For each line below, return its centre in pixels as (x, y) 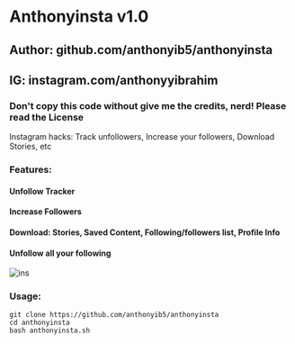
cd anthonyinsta (40, 323)
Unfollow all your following (60, 253)
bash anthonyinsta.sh (50, 330)
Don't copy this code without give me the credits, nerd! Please (148, 105)
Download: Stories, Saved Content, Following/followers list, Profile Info (145, 232)
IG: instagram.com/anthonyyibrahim (114, 80)
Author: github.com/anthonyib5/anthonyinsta (141, 50)
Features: (31, 170)
